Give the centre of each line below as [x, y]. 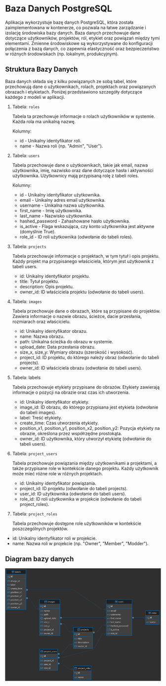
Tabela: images [27, 301]
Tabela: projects [29, 246]
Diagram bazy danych [40, 559]
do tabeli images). [38, 412]
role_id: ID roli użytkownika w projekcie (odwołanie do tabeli [81, 499]
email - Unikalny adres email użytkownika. [62, 200]
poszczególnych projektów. [40, 528]
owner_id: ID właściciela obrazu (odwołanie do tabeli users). [81, 368]
